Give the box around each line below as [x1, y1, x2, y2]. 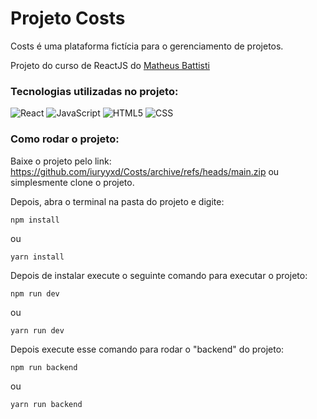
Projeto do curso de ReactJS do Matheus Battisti [10, 59, 210, 71]
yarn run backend [10, 399, 83, 409]
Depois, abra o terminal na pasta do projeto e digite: [10, 195, 225, 207]
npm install [10, 215, 60, 225]
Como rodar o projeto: [10, 132, 120, 146]
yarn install [10, 252, 65, 262]
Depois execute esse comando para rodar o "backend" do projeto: [10, 343, 285, 355]
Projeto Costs [10, 7, 126, 30]
